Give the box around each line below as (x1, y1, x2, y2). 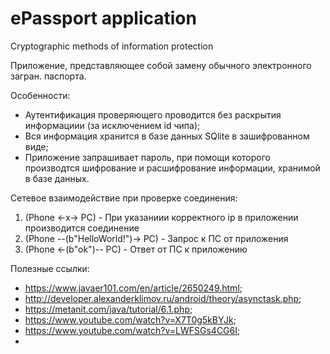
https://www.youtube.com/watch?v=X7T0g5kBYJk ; (24, 313, 237, 326)
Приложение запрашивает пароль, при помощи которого (24, 151, 271, 163)
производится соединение (24, 222, 140, 234)
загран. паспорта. (10, 70, 87, 82)
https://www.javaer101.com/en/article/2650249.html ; (24, 282, 243, 294)
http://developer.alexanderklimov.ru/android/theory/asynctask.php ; (24, 292, 302, 304)
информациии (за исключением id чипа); (24, 119, 201, 131)
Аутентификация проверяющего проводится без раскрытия (24, 108, 282, 121)
